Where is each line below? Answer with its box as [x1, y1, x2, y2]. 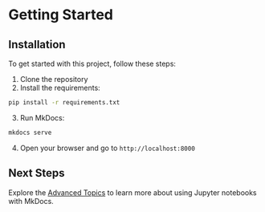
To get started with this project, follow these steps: [8, 59, 177, 68]
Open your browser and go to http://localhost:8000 [19, 143, 195, 153]
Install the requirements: [19, 83, 100, 92]
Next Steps [8, 166, 65, 180]
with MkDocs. [8, 196, 54, 206]
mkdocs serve [8, 128, 52, 137]
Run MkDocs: [19, 112, 65, 122]
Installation [8, 38, 66, 51]
